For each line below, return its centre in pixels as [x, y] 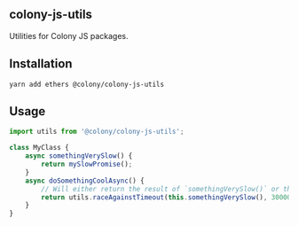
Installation [41, 64]
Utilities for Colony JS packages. [69, 35]
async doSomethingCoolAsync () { [85, 181]
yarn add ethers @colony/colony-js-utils [87, 84]
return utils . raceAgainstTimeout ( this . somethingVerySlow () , [154, 197]
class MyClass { [39, 148]
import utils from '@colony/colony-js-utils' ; [97, 132]
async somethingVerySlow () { [79, 156]
